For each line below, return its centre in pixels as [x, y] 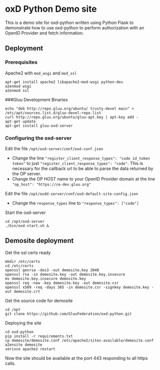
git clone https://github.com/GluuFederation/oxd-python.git [69, 314]
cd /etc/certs [20, 266]
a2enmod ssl [17, 91]
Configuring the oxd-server [38, 138]
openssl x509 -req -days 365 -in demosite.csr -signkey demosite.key [77, 287]
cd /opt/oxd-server [25, 221]
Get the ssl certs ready [28, 253]
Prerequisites [21, 62]
